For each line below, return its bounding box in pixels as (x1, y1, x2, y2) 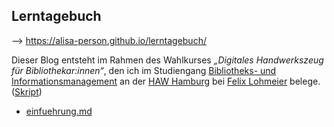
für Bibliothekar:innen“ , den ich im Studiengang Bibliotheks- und (11, 64, 277, 76)
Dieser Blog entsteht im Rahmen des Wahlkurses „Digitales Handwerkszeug (11, 54, 324, 66)
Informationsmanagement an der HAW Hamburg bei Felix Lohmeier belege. (11, 75, 321, 87)
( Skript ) (11, 85, 43, 98)
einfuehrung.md (25, 105, 93, 117)
